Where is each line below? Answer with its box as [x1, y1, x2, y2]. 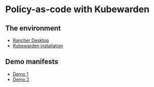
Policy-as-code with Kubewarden [5, 4, 150, 15]
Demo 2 [12, 76, 29, 82]
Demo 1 [12, 71, 29, 77]
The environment [5, 24, 61, 33]
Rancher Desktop [12, 37, 49, 43]
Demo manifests [5, 57, 58, 66]
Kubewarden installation [12, 43, 64, 49]
